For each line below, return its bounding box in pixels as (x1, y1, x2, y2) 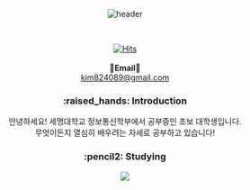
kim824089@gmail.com (80, 72, 170, 83)
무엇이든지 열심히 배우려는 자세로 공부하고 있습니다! (35, 127, 215, 139)
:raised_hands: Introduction (62, 95, 188, 107)
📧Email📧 (109, 63, 141, 73)
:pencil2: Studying (83, 150, 166, 163)
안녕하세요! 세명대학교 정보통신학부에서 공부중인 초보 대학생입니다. (8, 116, 242, 127)
